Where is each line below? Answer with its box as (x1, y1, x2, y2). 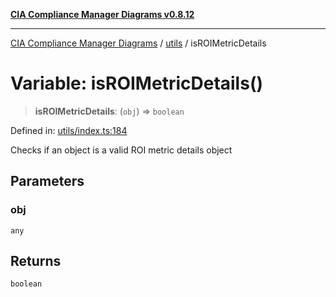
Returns (10, 253, 62, 270)
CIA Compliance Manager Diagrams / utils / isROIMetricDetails (10, 37, 267, 49)
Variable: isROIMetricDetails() (10, 72, 263, 95)
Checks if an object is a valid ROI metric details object (10, 144, 233, 156)
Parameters (10, 173, 85, 190)
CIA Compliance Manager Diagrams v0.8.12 (10, 9, 195, 20)
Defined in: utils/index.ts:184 (10, 124, 128, 136)
